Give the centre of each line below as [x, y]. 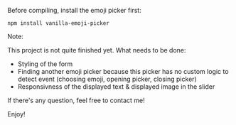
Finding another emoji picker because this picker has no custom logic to [123, 71]
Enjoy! [17, 114]
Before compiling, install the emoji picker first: [75, 10]
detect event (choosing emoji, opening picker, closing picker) [107, 79]
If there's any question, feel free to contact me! [76, 100]
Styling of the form [45, 64]
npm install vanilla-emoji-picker [59, 23]
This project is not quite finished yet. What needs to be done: [97, 50]
